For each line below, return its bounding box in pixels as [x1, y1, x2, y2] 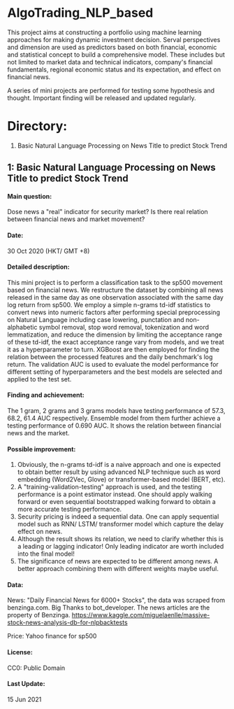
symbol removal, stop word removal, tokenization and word [38, 323, 210, 331]
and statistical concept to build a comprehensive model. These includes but [7, 50, 225, 59]
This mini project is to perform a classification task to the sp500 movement [7, 278, 223, 286]
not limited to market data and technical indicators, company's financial [7, 57, 213, 66]
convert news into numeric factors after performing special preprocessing [7, 308, 220, 316]
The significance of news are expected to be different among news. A [17, 557, 219, 566]
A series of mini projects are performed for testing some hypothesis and [7, 86, 215, 94]
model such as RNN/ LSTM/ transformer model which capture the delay [17, 520, 224, 528]
